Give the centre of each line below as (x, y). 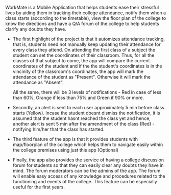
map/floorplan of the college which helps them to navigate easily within (88, 144)
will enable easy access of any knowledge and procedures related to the (89, 176)
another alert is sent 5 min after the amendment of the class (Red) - (83, 124)
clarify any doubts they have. (36, 29)
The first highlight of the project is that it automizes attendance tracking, (89, 39)
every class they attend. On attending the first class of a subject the (84, 50)
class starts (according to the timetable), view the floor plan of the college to (86, 18)
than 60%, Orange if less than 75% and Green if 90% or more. (78, 97)
